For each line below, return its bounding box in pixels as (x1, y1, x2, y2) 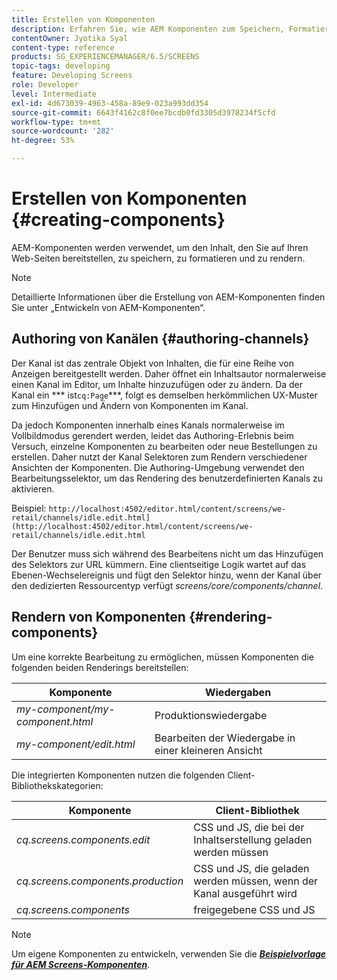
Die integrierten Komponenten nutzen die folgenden (11, 769, 226, 781)
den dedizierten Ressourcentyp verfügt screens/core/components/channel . (11, 579, 324, 591)
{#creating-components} (11, 209, 226, 231)
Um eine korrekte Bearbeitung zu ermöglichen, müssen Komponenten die (11, 651, 314, 663)
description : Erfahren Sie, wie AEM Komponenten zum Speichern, (11, 24, 285, 34)
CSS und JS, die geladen (193, 861, 310, 875)
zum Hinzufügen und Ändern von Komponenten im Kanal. (11, 399, 249, 411)
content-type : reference (11, 42, 115, 53)
